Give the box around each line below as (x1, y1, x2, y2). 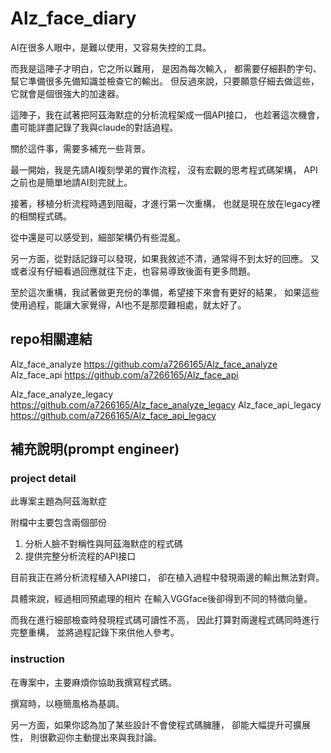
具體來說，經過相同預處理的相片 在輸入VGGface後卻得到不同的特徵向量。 (10, 593, 313, 605)
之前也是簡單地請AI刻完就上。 (10, 176, 133, 188)
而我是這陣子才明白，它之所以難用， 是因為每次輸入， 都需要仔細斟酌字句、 (10, 62, 322, 74)
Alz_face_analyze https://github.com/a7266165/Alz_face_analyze (10, 358, 278, 370)
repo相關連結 (10, 331, 93, 348)
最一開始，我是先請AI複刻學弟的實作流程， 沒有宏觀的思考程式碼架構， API (10, 163, 318, 176)
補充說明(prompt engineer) (10, 441, 180, 458)
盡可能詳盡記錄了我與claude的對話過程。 (10, 121, 179, 133)
